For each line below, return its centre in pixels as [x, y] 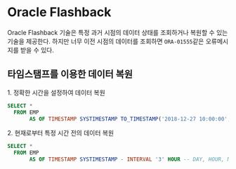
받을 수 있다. [37, 50]
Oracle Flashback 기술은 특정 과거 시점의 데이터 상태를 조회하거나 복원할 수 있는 [118, 32]
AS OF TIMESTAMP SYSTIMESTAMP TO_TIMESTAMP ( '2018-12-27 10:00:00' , [130, 119]
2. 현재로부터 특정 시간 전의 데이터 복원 [61, 133]
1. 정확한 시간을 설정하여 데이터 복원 [56, 93]
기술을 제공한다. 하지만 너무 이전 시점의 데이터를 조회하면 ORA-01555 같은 [106, 41]
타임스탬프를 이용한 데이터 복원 [70, 74]
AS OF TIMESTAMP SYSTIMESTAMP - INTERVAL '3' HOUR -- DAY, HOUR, [127, 160]
